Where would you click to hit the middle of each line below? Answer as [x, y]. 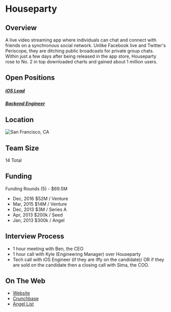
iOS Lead [15, 90]
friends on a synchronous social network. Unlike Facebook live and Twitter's [86, 45]
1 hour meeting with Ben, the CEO [48, 249]
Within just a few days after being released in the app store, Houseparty [81, 56]
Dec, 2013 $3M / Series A [40, 209]
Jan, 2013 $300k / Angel [39, 220]
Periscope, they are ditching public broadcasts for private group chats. [80, 51]
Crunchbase [26, 299]
